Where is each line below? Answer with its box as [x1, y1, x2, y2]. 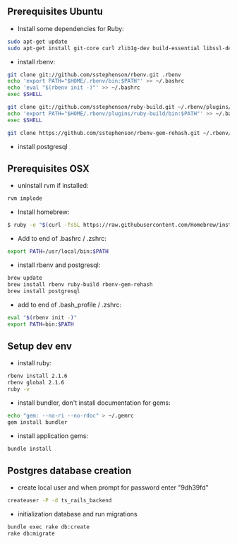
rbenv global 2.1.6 [7, 379, 65, 386]
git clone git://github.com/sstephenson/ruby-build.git [7, 104, 175, 111]
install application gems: [17, 431, 88, 440]
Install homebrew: [17, 208, 70, 216]
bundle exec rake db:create [7, 524, 90, 531]
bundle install [7, 445, 52, 452]
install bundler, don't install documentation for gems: [17, 398, 171, 407]
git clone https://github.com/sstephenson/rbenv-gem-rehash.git [7, 129, 200, 136]
